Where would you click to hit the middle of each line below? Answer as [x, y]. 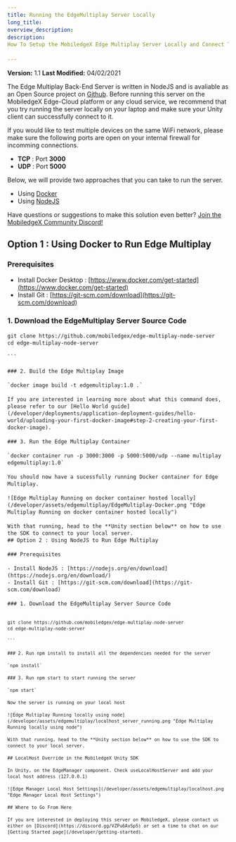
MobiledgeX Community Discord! [55, 222]
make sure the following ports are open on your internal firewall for [104, 138]
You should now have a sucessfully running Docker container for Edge [113, 477]
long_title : [25, 22]
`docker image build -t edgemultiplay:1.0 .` [75, 385]
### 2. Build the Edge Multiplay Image [66, 371]
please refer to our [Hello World [58, 406]
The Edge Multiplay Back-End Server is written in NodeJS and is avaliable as [118, 87]
